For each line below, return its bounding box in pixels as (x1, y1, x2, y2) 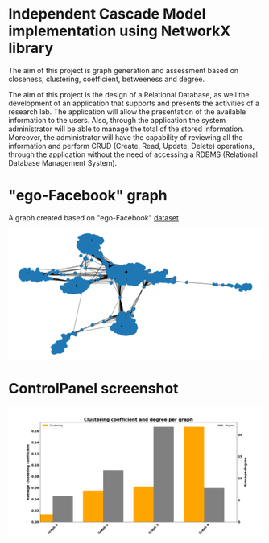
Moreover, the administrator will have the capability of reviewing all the (8, 132, 243, 142)
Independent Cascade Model (8, 5, 206, 23)
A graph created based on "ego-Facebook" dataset (8, 212, 180, 222)
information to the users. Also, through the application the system (8, 115, 226, 125)
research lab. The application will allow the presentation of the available (8, 106, 246, 117)
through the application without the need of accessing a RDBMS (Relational (8, 150, 258, 159)
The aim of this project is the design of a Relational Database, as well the (8, 89, 250, 99)
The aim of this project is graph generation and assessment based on (8, 65, 239, 75)
